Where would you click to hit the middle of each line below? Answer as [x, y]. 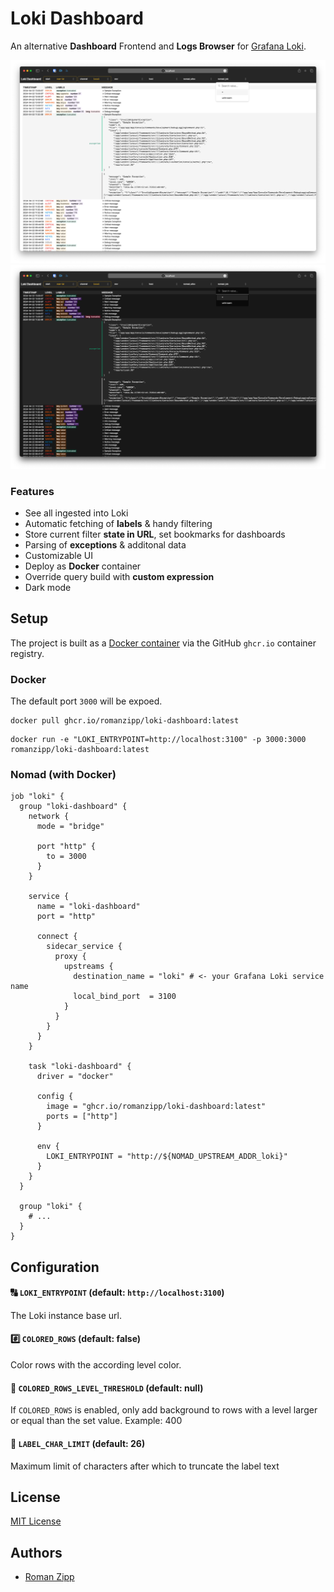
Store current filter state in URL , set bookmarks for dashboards [155, 534]
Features [32, 491]
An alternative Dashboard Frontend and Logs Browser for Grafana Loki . [158, 46]
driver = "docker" [75, 1077]
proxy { [70, 957]
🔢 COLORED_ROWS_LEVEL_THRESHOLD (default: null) [107, 1388]
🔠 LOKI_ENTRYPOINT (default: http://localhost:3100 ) [117, 1293]
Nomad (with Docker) [63, 774]
